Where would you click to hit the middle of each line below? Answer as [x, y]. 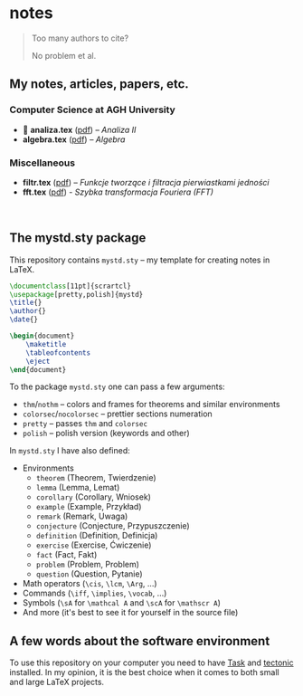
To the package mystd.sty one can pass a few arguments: [117, 386]
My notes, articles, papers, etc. [99, 84]
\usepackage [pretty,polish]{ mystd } [76, 294]
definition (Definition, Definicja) [97, 536]
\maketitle [46, 344]
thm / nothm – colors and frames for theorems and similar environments [151, 405]
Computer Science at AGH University [93, 110]
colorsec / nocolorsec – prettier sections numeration [117, 414]
